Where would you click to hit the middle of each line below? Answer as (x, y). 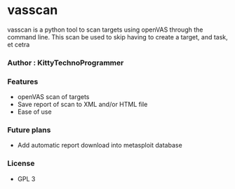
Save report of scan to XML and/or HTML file (82, 105)
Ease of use (34, 112)
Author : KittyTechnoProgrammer (66, 63)
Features (23, 82)
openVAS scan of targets (53, 97)
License (21, 164)
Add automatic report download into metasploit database (100, 145)
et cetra (19, 44)
